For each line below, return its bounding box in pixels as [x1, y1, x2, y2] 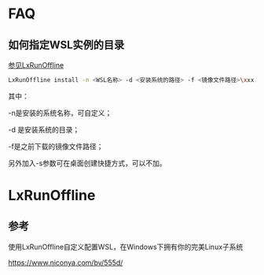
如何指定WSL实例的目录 [8, 38, 125, 51]
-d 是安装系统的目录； [8, 124, 80, 134]
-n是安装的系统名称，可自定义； [8, 108, 112, 117]
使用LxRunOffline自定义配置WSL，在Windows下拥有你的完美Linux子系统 [8, 242, 244, 251]
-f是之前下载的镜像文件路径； [8, 141, 104, 151]
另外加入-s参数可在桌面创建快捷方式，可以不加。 [8, 158, 167, 168]
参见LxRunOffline [8, 61, 64, 69]
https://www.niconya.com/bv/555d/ [8, 258, 123, 267]
